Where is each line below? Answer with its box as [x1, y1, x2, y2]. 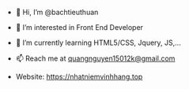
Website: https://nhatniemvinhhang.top [15, 72, 143, 81]
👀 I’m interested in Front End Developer [15, 23, 144, 32]
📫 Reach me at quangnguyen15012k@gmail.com [15, 54, 176, 63]
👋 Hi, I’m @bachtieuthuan [15, 8, 99, 17]
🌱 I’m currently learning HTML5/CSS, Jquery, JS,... [15, 38, 182, 47]
